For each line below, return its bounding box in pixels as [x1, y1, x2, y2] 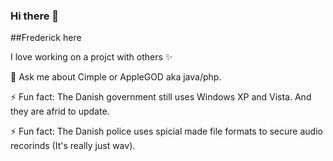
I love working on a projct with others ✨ [10, 51, 173, 63]
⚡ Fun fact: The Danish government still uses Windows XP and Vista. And [10, 91, 312, 103]
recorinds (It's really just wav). [10, 140, 136, 152]
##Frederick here [10, 32, 82, 44]
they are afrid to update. [10, 105, 110, 118]
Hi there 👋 [10, 9, 60, 23]
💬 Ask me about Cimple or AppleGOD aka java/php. [10, 71, 222, 83]
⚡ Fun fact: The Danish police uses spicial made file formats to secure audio [10, 125, 323, 138]
